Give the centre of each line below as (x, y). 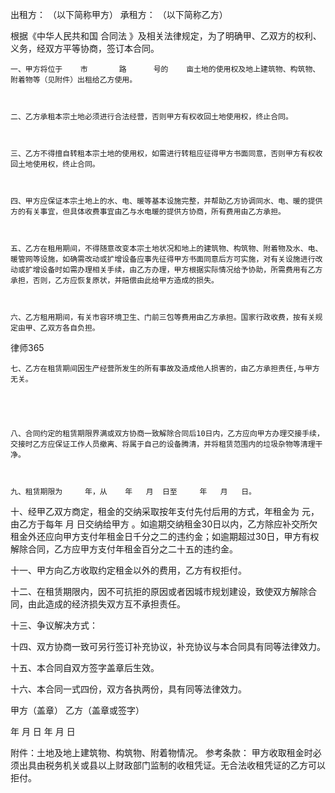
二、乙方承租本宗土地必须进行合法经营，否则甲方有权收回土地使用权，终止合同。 (151, 117)
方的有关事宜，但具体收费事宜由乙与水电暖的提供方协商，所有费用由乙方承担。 (148, 212)
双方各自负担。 (73, 328)
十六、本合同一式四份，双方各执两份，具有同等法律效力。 (128, 689)
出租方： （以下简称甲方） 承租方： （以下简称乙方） (119, 14)
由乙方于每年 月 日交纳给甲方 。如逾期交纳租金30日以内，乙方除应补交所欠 (164, 524)
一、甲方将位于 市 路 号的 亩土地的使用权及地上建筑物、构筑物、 (165, 69)
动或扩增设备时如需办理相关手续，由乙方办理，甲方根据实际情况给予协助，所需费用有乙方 (166, 270)
